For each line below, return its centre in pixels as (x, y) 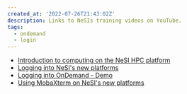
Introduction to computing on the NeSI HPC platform (94, 60)
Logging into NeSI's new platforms (68, 68)
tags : (15, 27)
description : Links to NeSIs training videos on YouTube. (95, 20)
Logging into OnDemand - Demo (65, 76)
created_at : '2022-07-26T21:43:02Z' (61, 14)
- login (25, 40)
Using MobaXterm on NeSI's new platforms (81, 83)
